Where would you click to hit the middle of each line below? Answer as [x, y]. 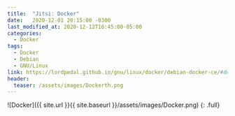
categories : [24, 33]
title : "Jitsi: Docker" [43, 14]
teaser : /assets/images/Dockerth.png [69, 85]
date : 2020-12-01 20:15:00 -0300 [59, 20]
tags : [15, 46]
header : [19, 79]
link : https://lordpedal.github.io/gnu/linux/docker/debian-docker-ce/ [114, 72]
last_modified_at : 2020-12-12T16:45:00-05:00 [74, 27]
